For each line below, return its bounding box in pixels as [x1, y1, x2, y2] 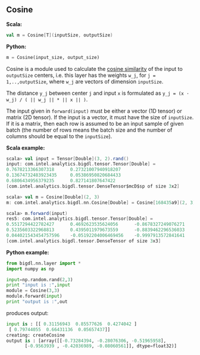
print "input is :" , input [6, 282, 70, 288]
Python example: [6, 248, 49, 256]
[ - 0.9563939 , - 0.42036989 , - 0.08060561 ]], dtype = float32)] [24, 343, 177, 349]
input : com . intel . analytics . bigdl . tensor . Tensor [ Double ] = [6, 161, 156, 167]
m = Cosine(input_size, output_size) [6, 54, 100, 60]
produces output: [6, 309, 49, 316]
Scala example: [6, 144, 45, 151]
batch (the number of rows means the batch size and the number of [6, 126, 173, 133]
